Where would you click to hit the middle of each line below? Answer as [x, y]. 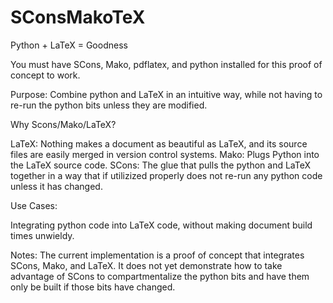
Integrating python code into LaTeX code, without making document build [161, 225]
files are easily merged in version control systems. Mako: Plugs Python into [165, 154]
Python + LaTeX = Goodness [69, 45]
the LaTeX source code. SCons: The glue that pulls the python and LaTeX [160, 165]
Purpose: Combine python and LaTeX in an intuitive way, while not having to [166, 94]
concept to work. [45, 75]
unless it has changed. [56, 186]
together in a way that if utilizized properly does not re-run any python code [166, 175]
